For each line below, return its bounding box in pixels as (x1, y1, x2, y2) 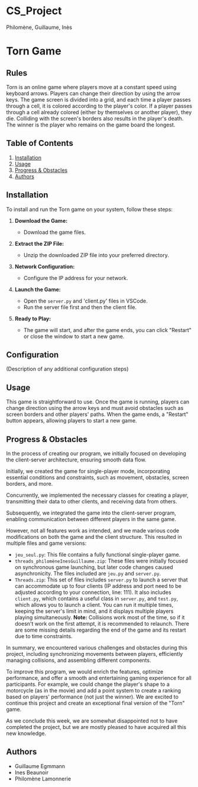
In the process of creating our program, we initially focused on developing (6, 450, 186, 457)
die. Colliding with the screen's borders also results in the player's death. (6, 115, 184, 122)
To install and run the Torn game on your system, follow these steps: (6, 206, 173, 213)
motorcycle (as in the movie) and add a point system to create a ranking (6, 687, 181, 694)
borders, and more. (6, 480, 53, 487)
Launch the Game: (14, 285, 61, 293)
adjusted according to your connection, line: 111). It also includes (14, 589, 171, 596)
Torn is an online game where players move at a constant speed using (6, 83, 177, 90)
